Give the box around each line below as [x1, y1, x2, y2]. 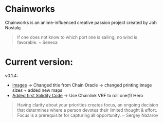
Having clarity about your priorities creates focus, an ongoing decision [17, 102, 159, 108]
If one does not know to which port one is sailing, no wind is [17, 34, 138, 40]
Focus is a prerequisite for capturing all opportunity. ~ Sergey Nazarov [17, 112, 159, 118]
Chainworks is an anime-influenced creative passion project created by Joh [5, 20, 157, 25]
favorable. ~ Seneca [17, 39, 58, 45]
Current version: [5, 57, 73, 68]
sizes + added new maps [12, 87, 63, 93]
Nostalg [5, 24, 21, 30]
